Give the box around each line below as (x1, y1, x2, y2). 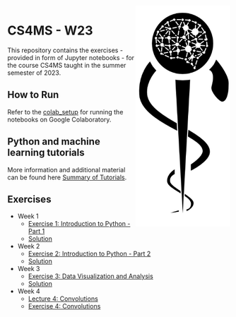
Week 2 (17, 242, 40, 251)
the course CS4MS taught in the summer (7, 61, 126, 69)
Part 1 (28, 227, 45, 236)
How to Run (7, 89, 59, 101)
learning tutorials (7, 147, 85, 159)
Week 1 (17, 212, 39, 220)
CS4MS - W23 (7, 23, 93, 39)
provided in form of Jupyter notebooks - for (7, 53, 135, 61)
